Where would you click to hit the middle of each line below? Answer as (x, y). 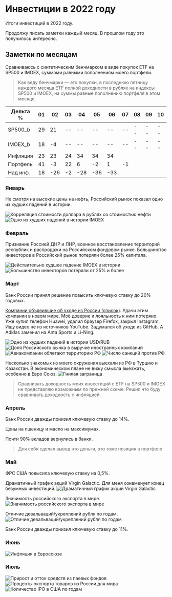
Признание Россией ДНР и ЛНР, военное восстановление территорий (83, 244)
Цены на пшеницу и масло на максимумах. (53, 429)
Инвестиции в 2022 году (61, 9)
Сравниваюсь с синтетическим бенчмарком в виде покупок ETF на (80, 67)
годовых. (15, 300)
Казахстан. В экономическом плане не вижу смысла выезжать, (76, 368)
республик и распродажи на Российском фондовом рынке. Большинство (86, 250)
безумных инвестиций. (30, 489)
